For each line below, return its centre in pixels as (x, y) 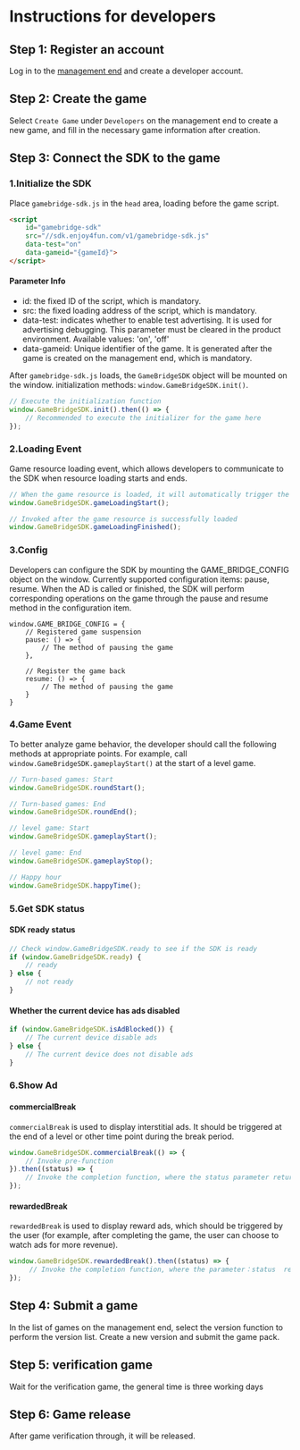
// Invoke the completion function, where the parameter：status (153, 1270)
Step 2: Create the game (78, 99)
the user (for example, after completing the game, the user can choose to (144, 1235)
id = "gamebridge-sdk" (63, 228)
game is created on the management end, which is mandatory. (137, 358)
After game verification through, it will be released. (103, 1436)
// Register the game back (75, 671)
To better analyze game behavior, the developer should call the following (143, 744)
